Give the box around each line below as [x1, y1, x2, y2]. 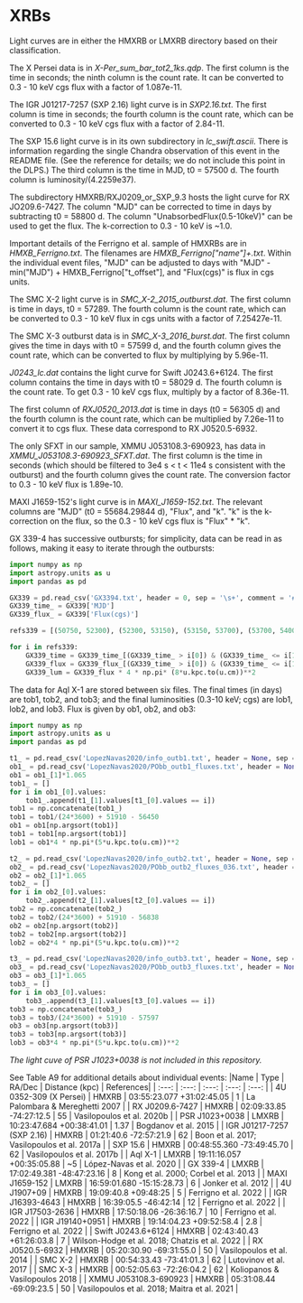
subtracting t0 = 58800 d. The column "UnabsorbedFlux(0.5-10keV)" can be [9, 210, 293, 221]
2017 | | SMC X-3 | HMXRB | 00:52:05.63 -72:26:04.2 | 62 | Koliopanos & [9, 1264, 280, 1275]
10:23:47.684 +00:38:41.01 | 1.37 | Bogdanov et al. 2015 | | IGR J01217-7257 [9, 1121, 289, 1131]
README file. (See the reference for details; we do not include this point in [9, 154, 286, 165]
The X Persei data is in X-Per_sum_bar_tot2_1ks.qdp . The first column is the [9, 62, 289, 73]
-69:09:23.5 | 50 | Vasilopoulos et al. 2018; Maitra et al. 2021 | [9, 1283, 239, 1294]
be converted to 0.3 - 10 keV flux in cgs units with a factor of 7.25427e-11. [9, 312, 282, 323]
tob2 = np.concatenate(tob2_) [9, 905, 124, 914]
